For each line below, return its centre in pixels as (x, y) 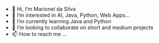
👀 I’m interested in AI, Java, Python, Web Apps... (71, 15)
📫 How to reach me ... (39, 34)
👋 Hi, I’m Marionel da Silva (44, 9)
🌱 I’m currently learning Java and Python (61, 21)
